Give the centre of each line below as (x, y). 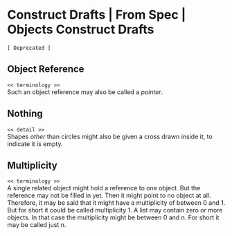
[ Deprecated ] (29, 48)
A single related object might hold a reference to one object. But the (104, 188)
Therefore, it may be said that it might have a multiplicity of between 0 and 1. (116, 203)
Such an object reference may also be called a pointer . (85, 92)
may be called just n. (37, 225)
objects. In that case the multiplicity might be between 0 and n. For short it (113, 217)
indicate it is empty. (35, 144)
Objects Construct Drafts (81, 29)
